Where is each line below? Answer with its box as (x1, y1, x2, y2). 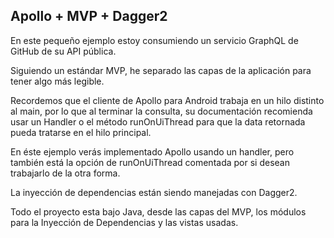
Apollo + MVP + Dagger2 (10, 8, 168, 25)
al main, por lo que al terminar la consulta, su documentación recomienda (10, 105, 313, 117)
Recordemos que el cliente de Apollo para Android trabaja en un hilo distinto (10, 94, 325, 106)
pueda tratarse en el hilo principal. (10, 126, 152, 138)
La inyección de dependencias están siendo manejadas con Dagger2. (10, 186, 298, 198)
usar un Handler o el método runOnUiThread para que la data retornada (10, 115, 306, 128)
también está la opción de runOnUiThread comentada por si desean (10, 156, 290, 168)
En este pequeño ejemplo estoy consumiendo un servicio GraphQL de (10, 34, 299, 46)
